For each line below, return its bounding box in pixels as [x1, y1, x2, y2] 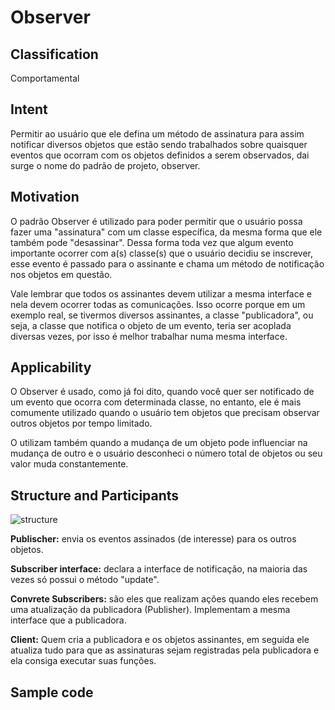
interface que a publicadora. [10, 614, 127, 626]
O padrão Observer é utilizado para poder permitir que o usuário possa [10, 215, 303, 227]
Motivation [10, 189, 80, 206]
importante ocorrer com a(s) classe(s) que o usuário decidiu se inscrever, [10, 247, 314, 259]
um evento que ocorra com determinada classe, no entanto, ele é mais [10, 396, 302, 408]
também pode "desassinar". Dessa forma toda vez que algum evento [10, 236, 294, 248]
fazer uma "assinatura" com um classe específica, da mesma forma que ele [10, 226, 323, 238]
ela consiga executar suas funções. [10, 655, 157, 667]
